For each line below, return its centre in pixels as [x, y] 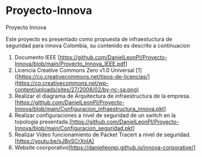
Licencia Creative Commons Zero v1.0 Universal [74, 70]
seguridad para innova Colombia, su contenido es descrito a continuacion [98, 45]
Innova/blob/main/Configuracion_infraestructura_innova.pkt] [90, 109]
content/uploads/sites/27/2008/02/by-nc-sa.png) [76, 89]
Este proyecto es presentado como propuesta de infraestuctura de [89, 39]
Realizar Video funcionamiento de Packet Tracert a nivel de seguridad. [103, 135]
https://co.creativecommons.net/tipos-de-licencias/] [84, 76]
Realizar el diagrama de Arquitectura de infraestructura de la [90, 96]
